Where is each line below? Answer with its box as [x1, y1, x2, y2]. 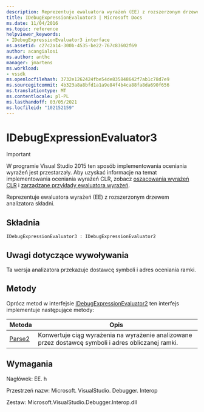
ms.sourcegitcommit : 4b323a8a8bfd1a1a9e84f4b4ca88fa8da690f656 [6, 82, 170, 88]
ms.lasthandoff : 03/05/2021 [6, 99, 78, 105]
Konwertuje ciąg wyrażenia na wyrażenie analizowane [38, 331, 192, 339]
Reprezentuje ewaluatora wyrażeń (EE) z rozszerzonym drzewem [6, 193, 169, 201]
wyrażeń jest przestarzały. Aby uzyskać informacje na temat [6, 169, 157, 176]
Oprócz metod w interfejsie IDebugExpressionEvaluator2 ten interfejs [6, 299, 179, 307]
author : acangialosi [6, 48, 59, 55]
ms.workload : [6, 65, 39, 71]
